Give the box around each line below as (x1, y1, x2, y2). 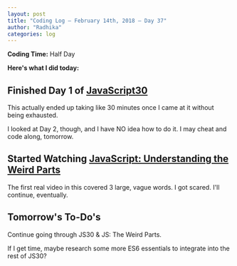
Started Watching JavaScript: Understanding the (7, 153, 229, 165)
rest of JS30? (7, 251, 48, 260)
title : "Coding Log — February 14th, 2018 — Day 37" (7, 17, 167, 24)
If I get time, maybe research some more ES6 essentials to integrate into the (7, 244, 230, 252)
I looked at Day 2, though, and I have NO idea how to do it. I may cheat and (7, 125, 227, 133)
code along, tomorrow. (7, 133, 74, 141)
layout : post (7, 10, 46, 18)
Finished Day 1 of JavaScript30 (7, 84, 148, 96)
